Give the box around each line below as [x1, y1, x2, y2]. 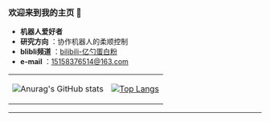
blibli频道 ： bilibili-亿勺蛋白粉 [19, 46, 118, 57]
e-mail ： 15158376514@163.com [19, 57, 129, 67]
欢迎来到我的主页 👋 [8, 6, 82, 18]
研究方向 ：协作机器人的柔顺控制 [19, 37, 129, 46]
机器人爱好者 [19, 26, 63, 37]
